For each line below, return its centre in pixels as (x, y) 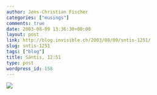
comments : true (26, 23)
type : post (20, 63)
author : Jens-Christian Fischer (47, 12)
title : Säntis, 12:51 (34, 57)
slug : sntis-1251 (28, 46)
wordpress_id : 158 (30, 69)
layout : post (23, 35)
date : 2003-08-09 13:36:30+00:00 (49, 29)
